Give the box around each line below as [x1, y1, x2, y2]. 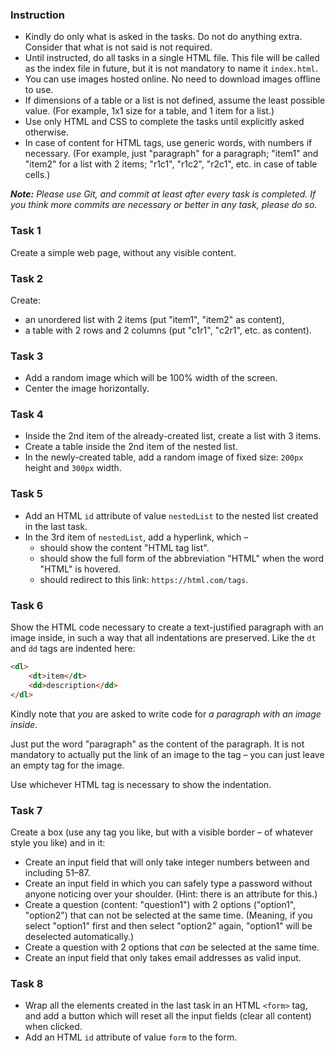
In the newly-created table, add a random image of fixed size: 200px [24, 451, 304, 463]
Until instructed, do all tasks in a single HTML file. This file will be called [24, 52, 320, 64]
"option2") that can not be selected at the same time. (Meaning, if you [24, 909, 313, 921]
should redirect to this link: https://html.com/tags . [39, 573, 249, 585]
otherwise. [24, 126, 70, 138]
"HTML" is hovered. [39, 563, 121, 575]
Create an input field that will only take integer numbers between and [24, 856, 310, 868]
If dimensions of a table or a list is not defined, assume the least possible [24, 94, 326, 107]
